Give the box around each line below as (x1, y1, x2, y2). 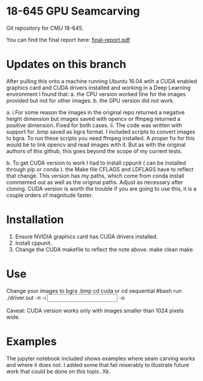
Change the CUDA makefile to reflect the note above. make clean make (15, 245, 193, 253)
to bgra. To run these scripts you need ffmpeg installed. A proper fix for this (6, 134, 195, 142)
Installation (6, 213, 64, 227)
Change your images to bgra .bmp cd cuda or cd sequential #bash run (6, 287, 182, 294)
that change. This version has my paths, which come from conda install (6, 172, 185, 179)
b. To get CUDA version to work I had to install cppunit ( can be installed (6, 159, 186, 166)
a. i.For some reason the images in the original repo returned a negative (6, 108, 185, 116)
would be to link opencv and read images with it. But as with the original (6, 141, 186, 148)
